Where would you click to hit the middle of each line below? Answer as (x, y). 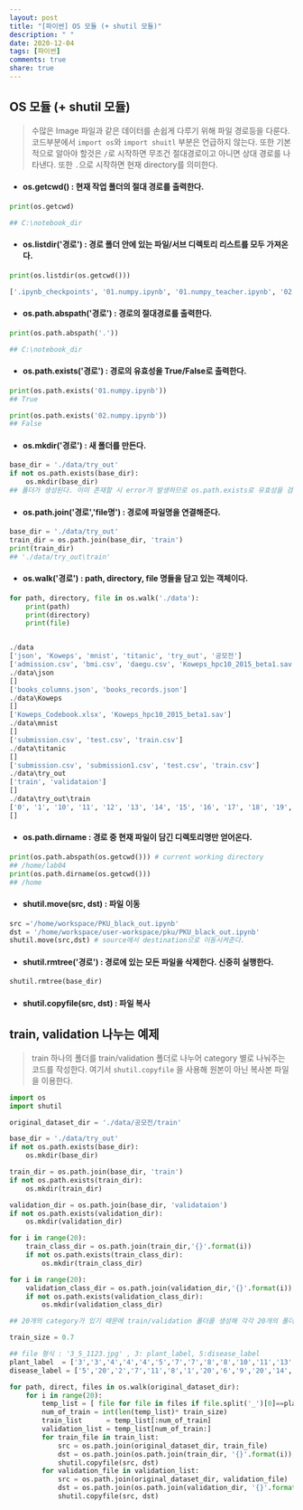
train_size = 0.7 (42, 1338)
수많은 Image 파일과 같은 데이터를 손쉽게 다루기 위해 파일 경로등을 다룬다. (161, 130)
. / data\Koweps (36, 698)
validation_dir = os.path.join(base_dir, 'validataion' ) (119, 1205)
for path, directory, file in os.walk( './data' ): (105, 598)
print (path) (48, 607)
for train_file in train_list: (101, 1437)
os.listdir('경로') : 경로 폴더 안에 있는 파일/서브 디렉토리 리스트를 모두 (143, 244)
